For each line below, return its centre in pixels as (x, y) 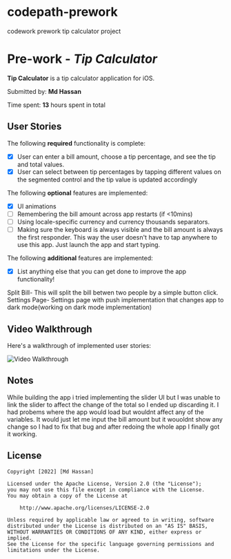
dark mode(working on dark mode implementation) (80, 307)
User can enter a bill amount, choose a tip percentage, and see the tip (116, 157)
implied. (20, 538)
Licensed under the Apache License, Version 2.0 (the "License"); (104, 484)
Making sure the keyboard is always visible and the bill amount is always (120, 229)
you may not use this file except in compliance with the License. (106, 490)
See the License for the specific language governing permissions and (111, 544)
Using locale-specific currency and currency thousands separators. (113, 222)
